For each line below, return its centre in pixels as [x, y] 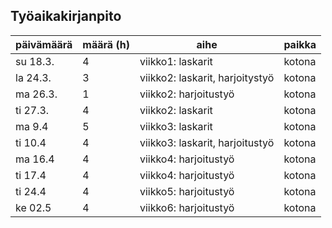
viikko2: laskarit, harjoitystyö [207, 77]
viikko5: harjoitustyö [187, 191]
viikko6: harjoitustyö [187, 207]
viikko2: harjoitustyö [187, 94]
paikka [300, 44]
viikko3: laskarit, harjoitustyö [207, 142]
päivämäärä [44, 44]
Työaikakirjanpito [66, 16]
